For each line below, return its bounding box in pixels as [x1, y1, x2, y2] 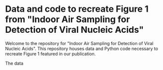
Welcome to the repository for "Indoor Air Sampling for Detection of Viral [5, 40, 154, 46]
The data [5, 60, 24, 66]
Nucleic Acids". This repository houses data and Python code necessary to [5, 46, 159, 51]
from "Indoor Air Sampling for [5, 14, 130, 25]
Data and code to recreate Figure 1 [5, 3, 149, 15]
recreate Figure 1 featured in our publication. [5, 50, 96, 57]
